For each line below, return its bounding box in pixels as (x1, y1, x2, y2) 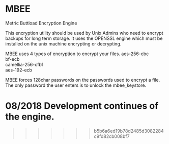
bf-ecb (5, 56, 20, 62)
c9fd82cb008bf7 (94, 133, 130, 139)
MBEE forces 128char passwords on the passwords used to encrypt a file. (5, 77, 160, 83)
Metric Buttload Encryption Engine (5, 20, 77, 26)
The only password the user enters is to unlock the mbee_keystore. (5, 82, 147, 88)
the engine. (5, 111, 54, 123)
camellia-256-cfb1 (5, 61, 44, 67)
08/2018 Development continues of (5, 100, 159, 112)
